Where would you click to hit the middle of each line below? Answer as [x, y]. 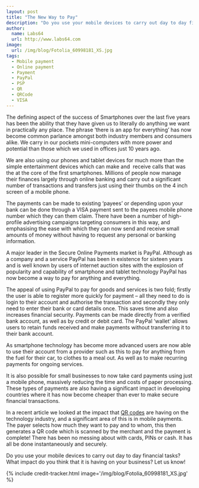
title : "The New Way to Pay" [42, 17]
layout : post [22, 12]
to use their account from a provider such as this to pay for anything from [96, 351]
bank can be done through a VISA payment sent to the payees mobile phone [99, 209]
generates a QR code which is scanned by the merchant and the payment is [99, 431]
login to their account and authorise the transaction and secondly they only [98, 302]
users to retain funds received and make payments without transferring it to [98, 327]
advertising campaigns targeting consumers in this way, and [97, 222]
